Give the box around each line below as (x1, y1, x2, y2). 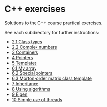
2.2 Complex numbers (11, 44, 57, 50)
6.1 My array (11, 65, 37, 71)
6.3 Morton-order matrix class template (11, 75, 92, 81)
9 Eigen (11, 91, 28, 97)
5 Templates (11, 60, 37, 66)
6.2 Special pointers (11, 70, 53, 76)
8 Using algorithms (11, 86, 50, 92)
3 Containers (11, 49, 38, 55)
